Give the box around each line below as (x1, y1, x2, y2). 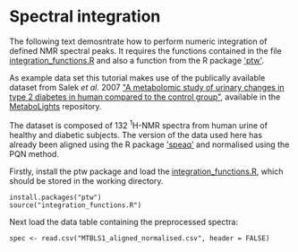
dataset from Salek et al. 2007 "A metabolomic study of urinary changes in (9, 82, 285, 92)
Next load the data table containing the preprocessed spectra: (9, 216, 239, 227)
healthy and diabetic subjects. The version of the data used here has (9, 129, 262, 140)
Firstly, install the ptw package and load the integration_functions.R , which (9, 166, 284, 177)
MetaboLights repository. (9, 100, 102, 111)
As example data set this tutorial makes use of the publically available (9, 72, 266, 83)
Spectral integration (9, 6, 161, 27)
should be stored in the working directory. (9, 175, 164, 186)
